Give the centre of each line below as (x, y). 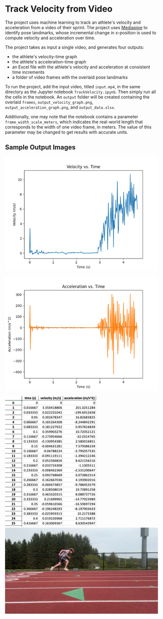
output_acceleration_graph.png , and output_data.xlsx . (60, 107)
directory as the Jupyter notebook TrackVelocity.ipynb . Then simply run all (81, 92)
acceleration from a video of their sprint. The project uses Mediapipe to (76, 27)
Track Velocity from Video (59, 9)
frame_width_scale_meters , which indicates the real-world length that (74, 122)
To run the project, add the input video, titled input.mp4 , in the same (73, 86)
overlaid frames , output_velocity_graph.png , (49, 102)
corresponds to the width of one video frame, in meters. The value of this (78, 127)
